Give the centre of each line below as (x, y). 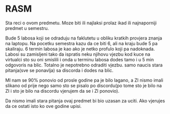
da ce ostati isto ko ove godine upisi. (44, 106)
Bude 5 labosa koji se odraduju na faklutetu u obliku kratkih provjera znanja (84, 38)
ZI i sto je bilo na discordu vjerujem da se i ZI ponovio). (62, 91)
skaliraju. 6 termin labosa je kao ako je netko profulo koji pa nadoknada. (80, 49)
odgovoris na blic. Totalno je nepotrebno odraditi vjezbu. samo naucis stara (84, 65)
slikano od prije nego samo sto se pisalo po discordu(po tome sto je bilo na (84, 85)
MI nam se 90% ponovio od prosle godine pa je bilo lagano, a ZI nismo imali (84, 80)
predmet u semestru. (27, 28)
